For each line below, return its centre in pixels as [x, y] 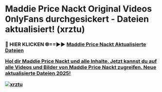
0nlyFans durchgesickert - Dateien [77, 19]
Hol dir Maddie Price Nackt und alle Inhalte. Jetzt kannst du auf [81, 61]
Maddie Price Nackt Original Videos [79, 9]
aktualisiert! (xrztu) [45, 29]
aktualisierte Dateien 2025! [38, 73]
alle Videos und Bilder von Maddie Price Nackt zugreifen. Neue [81, 67]
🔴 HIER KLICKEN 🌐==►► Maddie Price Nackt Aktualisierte [76, 44]
